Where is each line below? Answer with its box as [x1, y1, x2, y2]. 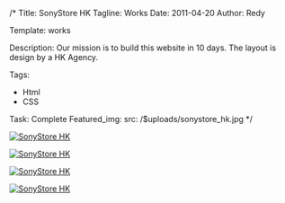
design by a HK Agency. [9, 52, 99, 62]
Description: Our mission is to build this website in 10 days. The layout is [9, 42, 277, 53]
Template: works [9, 25, 71, 35]
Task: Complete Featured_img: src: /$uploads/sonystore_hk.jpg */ [9, 114, 254, 124]
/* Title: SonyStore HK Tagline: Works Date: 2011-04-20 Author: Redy [9, 8, 265, 18]
